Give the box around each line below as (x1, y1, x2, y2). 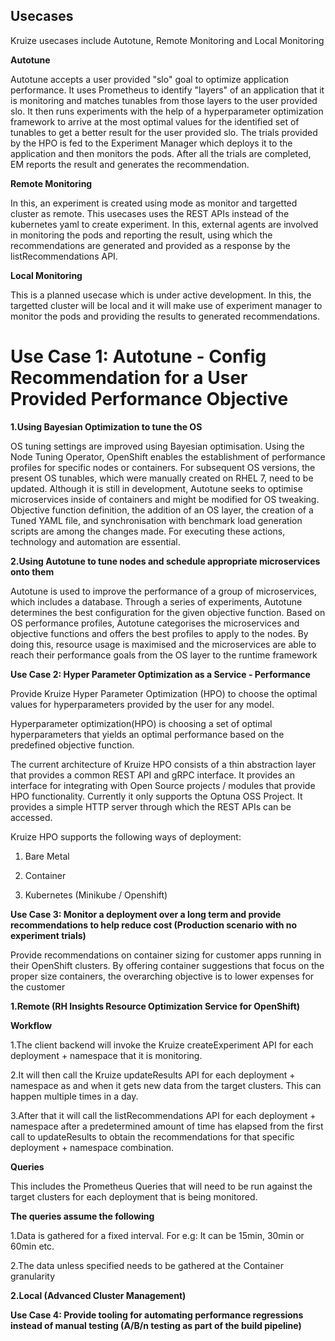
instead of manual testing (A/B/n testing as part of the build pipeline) (10, 1319, 302, 1331)
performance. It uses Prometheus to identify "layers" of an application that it (10, 84, 325, 96)
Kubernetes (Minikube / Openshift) (24, 889, 168, 901)
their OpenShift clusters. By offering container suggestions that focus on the (10, 959, 325, 971)
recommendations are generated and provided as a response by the (10, 239, 291, 251)
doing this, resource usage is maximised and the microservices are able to (10, 638, 317, 650)
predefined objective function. (10, 739, 135, 751)
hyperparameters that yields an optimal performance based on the (10, 728, 285, 740)
